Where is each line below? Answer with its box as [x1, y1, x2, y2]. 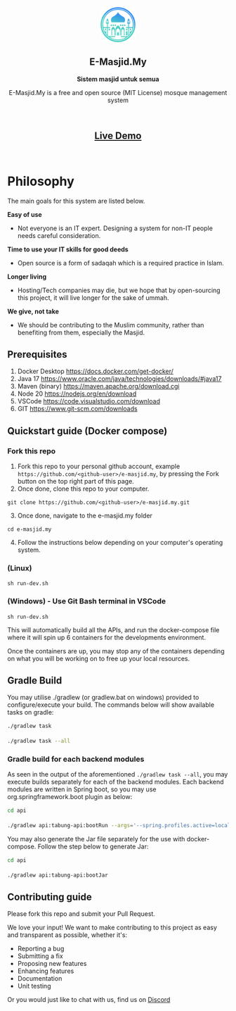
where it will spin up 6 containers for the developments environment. [7, 633, 206, 641]
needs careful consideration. [17, 231, 101, 239]
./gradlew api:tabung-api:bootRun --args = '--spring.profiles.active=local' [7, 822, 234, 829]
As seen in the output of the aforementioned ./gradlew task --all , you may [7, 770, 228, 779]
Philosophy [7, 173, 75, 189]
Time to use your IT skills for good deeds [7, 245, 129, 253]
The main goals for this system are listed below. [7, 196, 145, 205]
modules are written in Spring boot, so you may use [7, 785, 157, 793]
